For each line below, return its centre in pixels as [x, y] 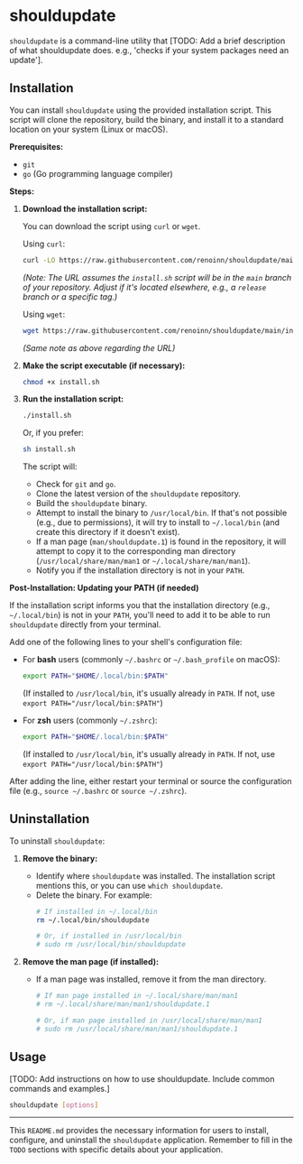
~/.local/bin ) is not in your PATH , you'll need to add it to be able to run [140, 615]
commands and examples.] [60, 1088]
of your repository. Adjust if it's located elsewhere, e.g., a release [144, 287]
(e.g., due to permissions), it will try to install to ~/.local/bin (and [158, 522]
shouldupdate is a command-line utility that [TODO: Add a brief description [147, 41]
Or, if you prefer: [53, 433]
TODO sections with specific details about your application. [116, 1150]
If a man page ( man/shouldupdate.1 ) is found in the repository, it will [161, 541]
